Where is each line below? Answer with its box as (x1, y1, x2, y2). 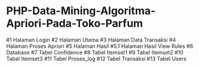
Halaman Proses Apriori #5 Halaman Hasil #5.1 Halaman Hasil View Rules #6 (6, 43, 194, 50)
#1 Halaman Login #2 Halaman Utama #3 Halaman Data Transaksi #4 (6, 36, 176, 43)
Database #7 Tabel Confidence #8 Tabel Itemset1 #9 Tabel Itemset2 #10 (6, 48, 184, 56)
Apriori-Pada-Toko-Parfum (6, 17, 143, 30)
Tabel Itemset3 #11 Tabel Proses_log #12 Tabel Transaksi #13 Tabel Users (6, 55, 187, 62)
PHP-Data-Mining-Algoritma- (6, 4, 156, 18)
